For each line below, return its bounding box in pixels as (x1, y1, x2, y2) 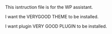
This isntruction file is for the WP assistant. (5, 4, 93, 10)
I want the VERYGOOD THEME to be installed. (5, 14, 99, 19)
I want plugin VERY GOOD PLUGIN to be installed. (5, 23, 107, 29)
